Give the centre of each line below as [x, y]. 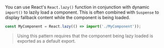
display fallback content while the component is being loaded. [68, 17]
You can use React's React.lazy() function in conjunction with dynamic [77, 7]
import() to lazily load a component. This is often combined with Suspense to [82, 12]
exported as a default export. [46, 41]
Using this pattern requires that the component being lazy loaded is [85, 36]
